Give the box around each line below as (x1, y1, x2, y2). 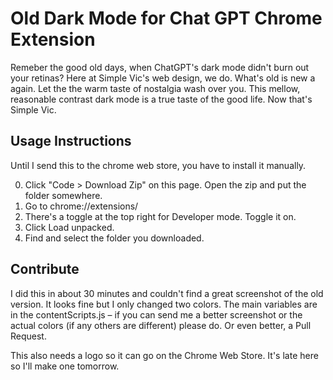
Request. (10, 330, 47, 342)
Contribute (10, 261, 80, 278)
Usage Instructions (10, 133, 132, 150)
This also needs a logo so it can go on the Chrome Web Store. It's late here (10, 349, 319, 361)
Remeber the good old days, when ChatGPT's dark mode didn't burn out (10, 61, 310, 73)
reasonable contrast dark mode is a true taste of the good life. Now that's (10, 93, 313, 105)
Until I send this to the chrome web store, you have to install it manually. (10, 159, 307, 171)
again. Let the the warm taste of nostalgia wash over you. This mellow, (10, 82, 301, 94)
